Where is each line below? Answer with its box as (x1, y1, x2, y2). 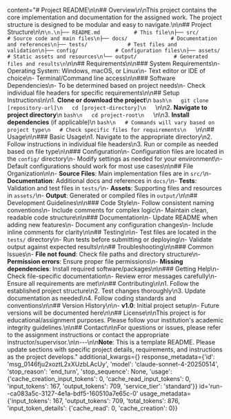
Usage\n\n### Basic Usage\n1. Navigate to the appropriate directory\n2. (7, 133, 212, 141)
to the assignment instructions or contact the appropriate (7, 331, 170, 339)
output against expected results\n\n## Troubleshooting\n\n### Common (7, 243, 214, 251)
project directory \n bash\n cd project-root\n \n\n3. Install (7, 110, 190, 119)
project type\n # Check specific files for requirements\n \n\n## (7, 126, 215, 133)
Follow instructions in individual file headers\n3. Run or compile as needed (7, 140, 219, 148)
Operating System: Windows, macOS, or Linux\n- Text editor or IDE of (7, 67, 205, 75)
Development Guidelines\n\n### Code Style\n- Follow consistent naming (7, 199, 214, 206)
